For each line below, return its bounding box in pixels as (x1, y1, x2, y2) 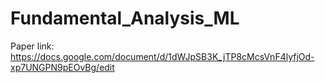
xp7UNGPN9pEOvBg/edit (10, 61, 115, 73)
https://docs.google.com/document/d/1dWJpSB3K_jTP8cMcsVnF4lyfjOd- (10, 50, 315, 62)
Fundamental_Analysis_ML (10, 7, 240, 30)
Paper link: (10, 40, 55, 52)
